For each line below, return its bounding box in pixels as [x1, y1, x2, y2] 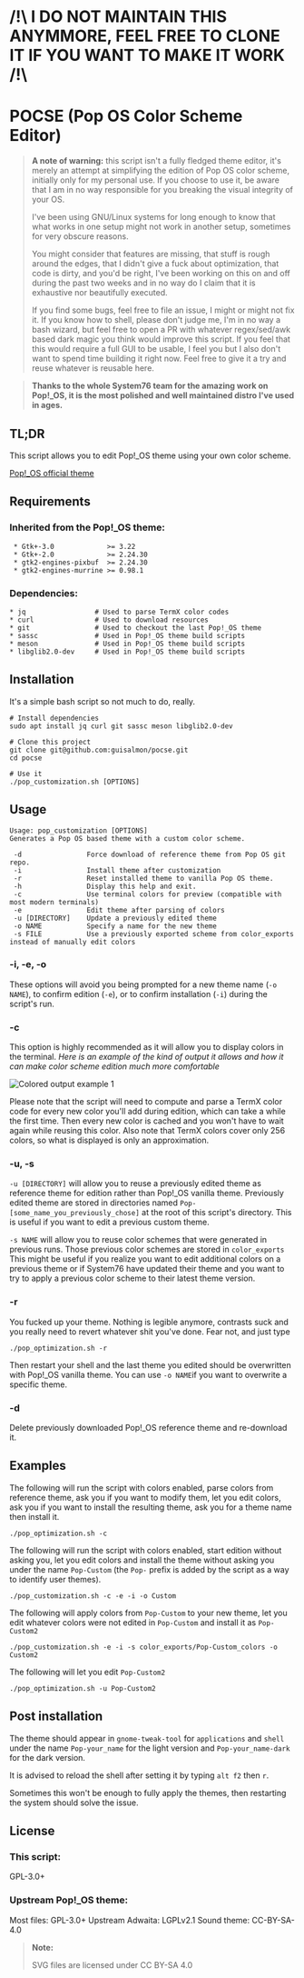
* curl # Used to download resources [9, 615, 209, 624]
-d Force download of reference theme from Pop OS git [13, 850, 286, 859]
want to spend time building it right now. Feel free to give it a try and [31, 353, 287, 365]
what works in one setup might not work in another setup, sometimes [31, 221, 291, 233]
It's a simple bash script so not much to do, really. [9, 695, 196, 706]
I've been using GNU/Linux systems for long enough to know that [31, 212, 276, 223]
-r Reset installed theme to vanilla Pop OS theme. [13, 874, 274, 883]
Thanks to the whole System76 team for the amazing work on [31, 380, 269, 392]
